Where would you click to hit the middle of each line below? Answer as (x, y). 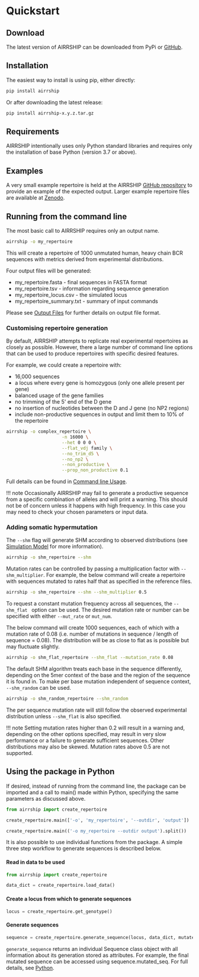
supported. (20, 753)
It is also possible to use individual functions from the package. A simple (94, 842)
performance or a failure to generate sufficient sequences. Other (85, 740)
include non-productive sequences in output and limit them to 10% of (99, 414)
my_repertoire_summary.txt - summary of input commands (86, 301)
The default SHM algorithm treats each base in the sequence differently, (94, 669)
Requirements (33, 131)
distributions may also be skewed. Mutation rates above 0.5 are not (88, 747)
